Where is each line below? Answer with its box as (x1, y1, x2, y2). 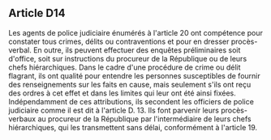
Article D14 (8, 6, 66, 20)
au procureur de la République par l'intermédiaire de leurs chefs (37, 113, 252, 124)
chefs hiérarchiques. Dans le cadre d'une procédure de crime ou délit (8, 62, 241, 72)
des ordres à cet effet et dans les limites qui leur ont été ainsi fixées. (8, 88, 237, 98)
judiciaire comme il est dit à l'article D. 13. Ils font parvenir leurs (8, 105, 219, 115)
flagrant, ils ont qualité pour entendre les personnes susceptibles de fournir (8, 70, 261, 80)
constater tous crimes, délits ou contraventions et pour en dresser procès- (8, 36, 258, 46)
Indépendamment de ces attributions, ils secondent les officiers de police (8, 96, 254, 106)
